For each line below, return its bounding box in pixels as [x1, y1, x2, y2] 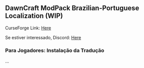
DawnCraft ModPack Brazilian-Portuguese [5, 4, 140, 12]
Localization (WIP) [5, 12, 63, 20]
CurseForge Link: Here [5, 25, 51, 31]
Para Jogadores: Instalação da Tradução [5, 47, 105, 54]
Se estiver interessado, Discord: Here [5, 34, 82, 40]
